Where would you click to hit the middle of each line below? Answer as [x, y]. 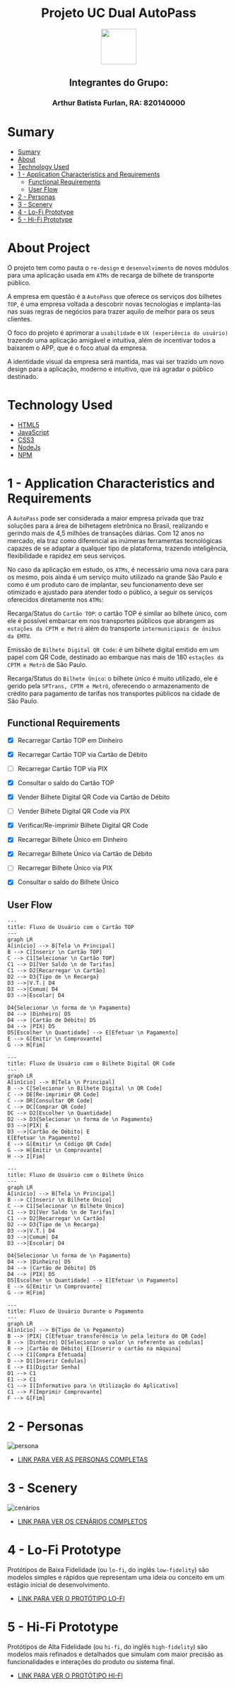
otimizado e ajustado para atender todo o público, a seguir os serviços [110, 592]
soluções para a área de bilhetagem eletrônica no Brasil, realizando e [108, 526]
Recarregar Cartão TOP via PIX [63, 768]
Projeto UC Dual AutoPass [119, 13]
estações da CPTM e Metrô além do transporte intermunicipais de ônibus [114, 628]
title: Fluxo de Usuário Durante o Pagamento [75, 1311]
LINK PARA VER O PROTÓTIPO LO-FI [71, 1599]
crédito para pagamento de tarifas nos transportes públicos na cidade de [114, 693]
